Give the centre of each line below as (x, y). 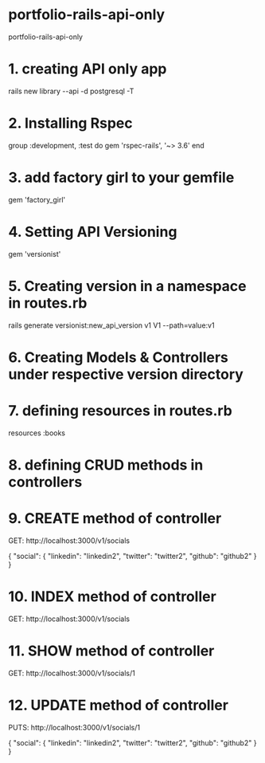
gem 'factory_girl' (37, 199)
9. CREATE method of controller (115, 519)
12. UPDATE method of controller (119, 705)
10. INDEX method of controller (112, 597)
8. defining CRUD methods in (106, 465)
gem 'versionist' (35, 254)
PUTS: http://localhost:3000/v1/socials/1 (74, 727)
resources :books (37, 433)
